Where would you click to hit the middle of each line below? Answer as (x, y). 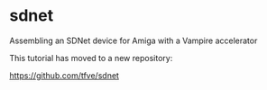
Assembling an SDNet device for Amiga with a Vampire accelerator (133, 40)
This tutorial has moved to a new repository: (91, 58)
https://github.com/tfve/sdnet (64, 75)
